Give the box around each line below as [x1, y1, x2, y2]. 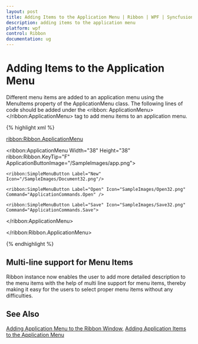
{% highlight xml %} [6, 124, 55, 131]
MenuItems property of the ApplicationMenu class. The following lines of [6, 100, 183, 107]
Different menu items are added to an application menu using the [6, 93, 164, 100]
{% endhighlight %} [6, 240, 54, 247]
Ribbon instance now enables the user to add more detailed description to [6, 273, 186, 280]
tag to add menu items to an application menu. [74, 112, 187, 119]
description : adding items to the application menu [6, 20, 136, 25]
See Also [6, 309, 39, 319]
